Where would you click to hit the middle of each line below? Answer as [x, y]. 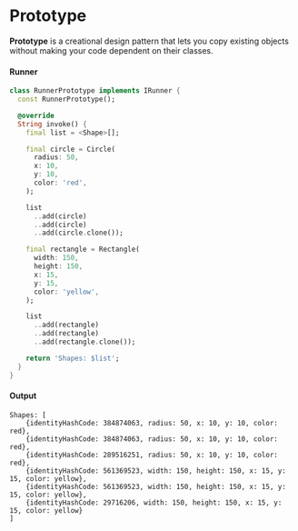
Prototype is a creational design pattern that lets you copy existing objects [149, 41]
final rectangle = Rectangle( [83, 250]
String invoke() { [53, 124]
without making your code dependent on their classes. [111, 50]
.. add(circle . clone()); [79, 233]
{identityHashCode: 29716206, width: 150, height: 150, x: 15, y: [154, 502]
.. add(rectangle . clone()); [84, 342]
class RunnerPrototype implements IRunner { [95, 91]
